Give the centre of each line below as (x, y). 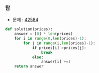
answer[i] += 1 (56, 62)
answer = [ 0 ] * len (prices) (43, 34)
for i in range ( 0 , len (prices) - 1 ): (50, 38)
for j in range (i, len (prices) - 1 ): (59, 43)
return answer (29, 66)
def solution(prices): (29, 29)
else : (38, 57)
